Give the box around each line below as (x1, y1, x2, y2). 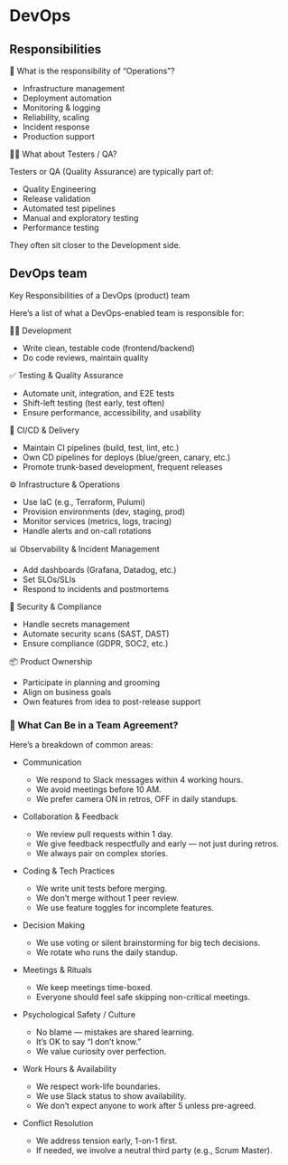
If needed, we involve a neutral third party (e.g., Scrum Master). (35, 1145, 273, 1156)
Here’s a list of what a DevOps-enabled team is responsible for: (9, 307, 245, 318)
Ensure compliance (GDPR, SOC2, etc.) (22, 637, 169, 648)
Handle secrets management (22, 618, 131, 629)
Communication (22, 757, 82, 768)
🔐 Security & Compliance (9, 601, 102, 612)
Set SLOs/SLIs (22, 574, 77, 585)
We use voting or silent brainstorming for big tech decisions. (35, 938, 261, 949)
